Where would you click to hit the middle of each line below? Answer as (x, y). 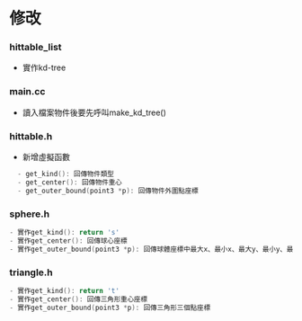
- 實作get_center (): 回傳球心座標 (68, 241)
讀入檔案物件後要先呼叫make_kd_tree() (94, 112)
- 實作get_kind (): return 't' (64, 290)
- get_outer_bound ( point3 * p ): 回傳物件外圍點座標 (108, 191)
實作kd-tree (44, 67)
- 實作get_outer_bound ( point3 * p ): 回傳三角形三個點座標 (110, 308)
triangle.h (31, 272)
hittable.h (31, 136)
